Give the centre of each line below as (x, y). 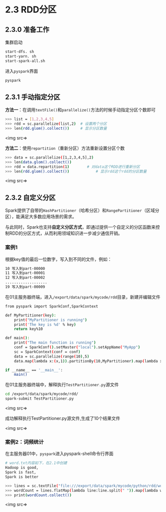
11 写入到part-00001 (25, 273)
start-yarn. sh (21, 56)
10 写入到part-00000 (25, 268)
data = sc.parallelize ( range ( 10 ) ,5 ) (52, 357)
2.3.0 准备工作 (27, 29)
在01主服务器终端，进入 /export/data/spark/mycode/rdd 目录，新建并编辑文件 (83, 297)
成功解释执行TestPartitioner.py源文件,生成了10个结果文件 (63, 418)
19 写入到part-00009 (25, 287)
